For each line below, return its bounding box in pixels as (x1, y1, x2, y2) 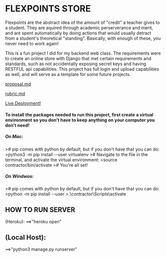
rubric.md (5, 90, 25, 96)
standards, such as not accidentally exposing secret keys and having (5, 61, 147, 67)
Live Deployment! (5, 100, 41, 106)
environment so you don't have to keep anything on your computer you (5, 117, 155, 123)
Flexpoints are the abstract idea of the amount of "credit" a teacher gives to (5, 19, 160, 25)
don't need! (5, 122, 30, 128)
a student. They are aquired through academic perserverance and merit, (5, 24, 153, 30)
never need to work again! (5, 40, 59, 46)
